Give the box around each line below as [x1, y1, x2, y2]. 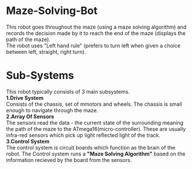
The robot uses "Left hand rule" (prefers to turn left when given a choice [6, 42, 181, 49]
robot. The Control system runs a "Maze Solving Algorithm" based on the [6, 150, 186, 157]
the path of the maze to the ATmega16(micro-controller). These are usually [6, 125, 186, 132]
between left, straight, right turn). [6, 48, 86, 55]
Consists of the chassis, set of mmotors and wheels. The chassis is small [6, 101, 183, 108]
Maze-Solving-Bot [6, 4, 98, 18]
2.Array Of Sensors [6, 113, 54, 120]
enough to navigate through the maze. [6, 106, 98, 113]
